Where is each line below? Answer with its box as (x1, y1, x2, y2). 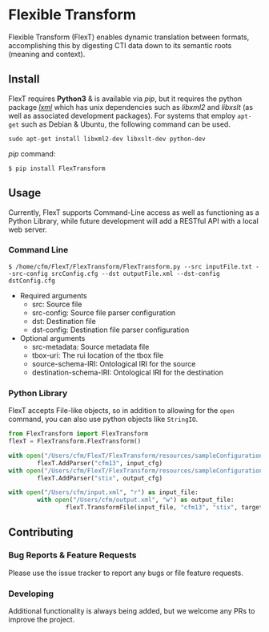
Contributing (8, 525, 74, 539)
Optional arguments (19, 333, 86, 342)
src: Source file (31, 299, 82, 309)
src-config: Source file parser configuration (31, 307, 176, 318)
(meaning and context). (8, 49, 86, 59)
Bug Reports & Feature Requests (8, 549, 137, 561)
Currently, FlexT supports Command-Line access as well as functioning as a (8, 207, 260, 217)
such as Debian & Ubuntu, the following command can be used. (21, 119, 231, 129)
